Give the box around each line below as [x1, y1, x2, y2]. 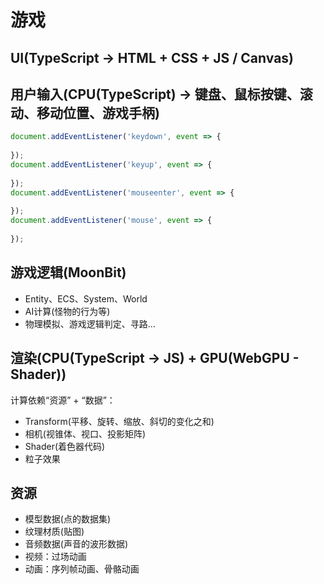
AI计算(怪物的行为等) [24, 305, 111, 317]
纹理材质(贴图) [24, 526, 85, 538]
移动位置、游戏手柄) [36, 104, 160, 121]
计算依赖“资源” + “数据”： [10, 394, 116, 406]
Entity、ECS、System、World [24, 292, 148, 305]
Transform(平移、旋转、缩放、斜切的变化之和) [24, 415, 215, 427]
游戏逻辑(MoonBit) [10, 264, 127, 281]
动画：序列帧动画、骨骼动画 [24, 563, 140, 575]
